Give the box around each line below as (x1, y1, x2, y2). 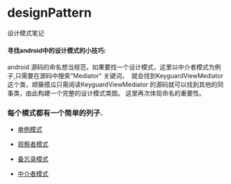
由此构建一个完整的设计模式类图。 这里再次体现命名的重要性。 (25, 89, 205, 98)
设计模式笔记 (7, 29, 44, 37)
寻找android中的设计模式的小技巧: (7, 46, 106, 54)
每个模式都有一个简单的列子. (7, 108, 104, 118)
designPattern (7, 5, 92, 21)
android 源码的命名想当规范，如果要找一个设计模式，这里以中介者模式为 (7, 63, 216, 71)
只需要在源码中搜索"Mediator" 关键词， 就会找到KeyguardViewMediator (15, 72, 224, 80)
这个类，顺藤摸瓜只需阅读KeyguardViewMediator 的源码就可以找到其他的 (7, 80, 218, 89)
